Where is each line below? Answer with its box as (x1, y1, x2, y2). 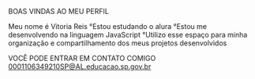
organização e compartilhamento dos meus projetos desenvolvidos (8, 38, 227, 48)
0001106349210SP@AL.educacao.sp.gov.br (8, 62, 152, 71)
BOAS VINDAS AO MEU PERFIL (8, 7, 109, 16)
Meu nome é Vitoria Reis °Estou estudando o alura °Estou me (8, 22, 208, 31)
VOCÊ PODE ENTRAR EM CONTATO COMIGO (8, 54, 156, 63)
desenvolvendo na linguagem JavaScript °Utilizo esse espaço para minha (8, 31, 248, 39)
